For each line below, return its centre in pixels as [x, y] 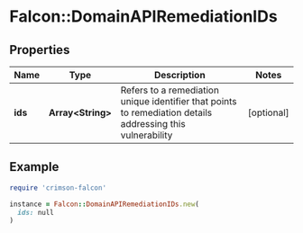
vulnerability [147, 135]
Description [179, 75]
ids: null [36, 212]
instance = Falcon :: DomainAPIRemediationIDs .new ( [105, 204]
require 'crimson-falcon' [58, 188]
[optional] [268, 112]
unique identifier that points [179, 101]
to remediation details [166, 112]
